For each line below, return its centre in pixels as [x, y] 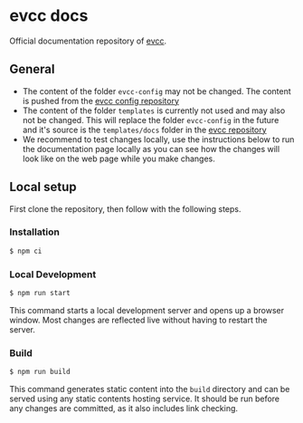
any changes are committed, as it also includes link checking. [123, 409]
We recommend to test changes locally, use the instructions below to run [158, 139]
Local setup [43, 187]
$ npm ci [26, 251]
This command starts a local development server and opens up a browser [147, 310]
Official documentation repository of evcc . [88, 41]
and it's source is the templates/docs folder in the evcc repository [144, 130]
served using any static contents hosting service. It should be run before [145, 399]
